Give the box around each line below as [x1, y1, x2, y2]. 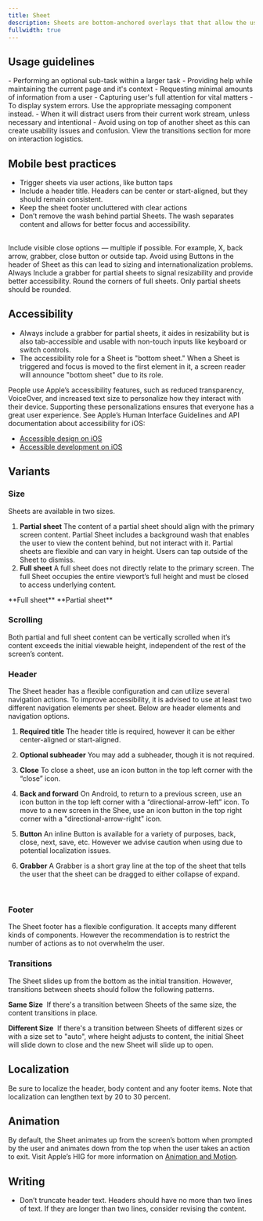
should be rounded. [8, 285, 72, 294]
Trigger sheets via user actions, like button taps [19, 178, 174, 187]
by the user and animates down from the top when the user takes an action [8, 1143, 250, 1154]
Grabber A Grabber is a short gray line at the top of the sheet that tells [19, 861, 247, 871]
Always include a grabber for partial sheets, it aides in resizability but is [19, 328, 250, 337]
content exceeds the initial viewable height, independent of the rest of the [8, 640, 247, 650]
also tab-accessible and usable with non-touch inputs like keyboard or [19, 337, 247, 346]
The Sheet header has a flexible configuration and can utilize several [8, 687, 229, 696]
